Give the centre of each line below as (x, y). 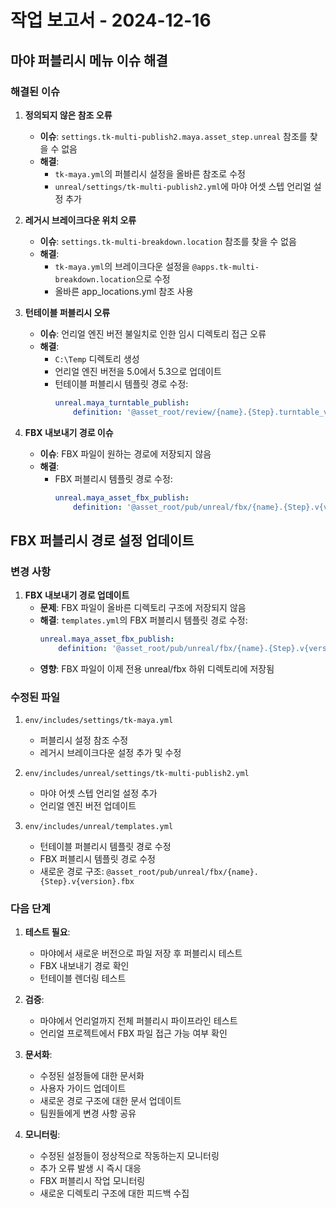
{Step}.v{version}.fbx (87, 882)
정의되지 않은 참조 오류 (68, 115)
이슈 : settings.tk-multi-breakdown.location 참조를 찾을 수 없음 (168, 241)
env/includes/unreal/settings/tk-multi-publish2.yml (137, 774)
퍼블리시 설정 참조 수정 (84, 740)
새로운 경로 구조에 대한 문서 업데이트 (110, 1101)
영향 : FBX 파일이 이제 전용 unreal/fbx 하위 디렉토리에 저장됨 (157, 668)
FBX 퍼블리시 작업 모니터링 (92, 1181)
